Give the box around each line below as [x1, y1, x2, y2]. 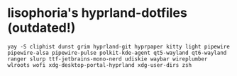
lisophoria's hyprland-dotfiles [7, 5, 188, 21]
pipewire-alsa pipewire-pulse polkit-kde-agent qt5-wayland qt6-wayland [7, 49, 227, 56]
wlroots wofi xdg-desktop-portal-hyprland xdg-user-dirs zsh [7, 61, 192, 68]
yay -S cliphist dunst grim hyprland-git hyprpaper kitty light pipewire [7, 43, 231, 50]
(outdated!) [7, 20, 76, 36]
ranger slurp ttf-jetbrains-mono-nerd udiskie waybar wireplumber [7, 55, 208, 63]
